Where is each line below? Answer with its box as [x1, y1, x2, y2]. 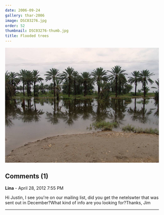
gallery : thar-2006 [5, 13, 45, 18]
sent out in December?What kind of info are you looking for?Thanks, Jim [5, 199, 151, 205]
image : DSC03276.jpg [5, 18, 47, 23]
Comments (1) [5, 172, 49, 180]
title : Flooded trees [5, 34, 49, 38]
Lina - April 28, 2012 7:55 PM [5, 185, 64, 191]
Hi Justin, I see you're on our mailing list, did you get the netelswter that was [5, 195, 159, 200]
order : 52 [5, 23, 25, 28]
